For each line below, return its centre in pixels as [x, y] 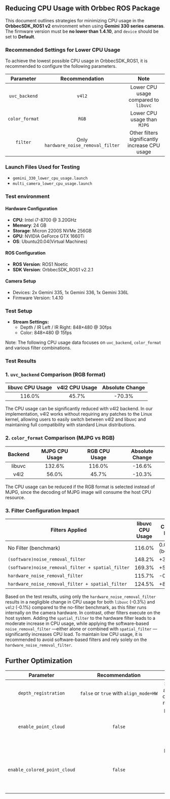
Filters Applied [69, 530]
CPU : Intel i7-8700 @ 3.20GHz [45, 220]
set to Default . [20, 36]
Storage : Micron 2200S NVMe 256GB [52, 230]
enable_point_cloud [41, 727]
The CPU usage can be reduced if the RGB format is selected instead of [80, 487]
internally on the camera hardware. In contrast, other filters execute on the [83, 613]
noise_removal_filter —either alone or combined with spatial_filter [78, 629]
